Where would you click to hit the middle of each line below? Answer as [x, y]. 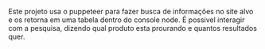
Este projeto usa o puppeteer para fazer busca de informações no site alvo [131, 11]
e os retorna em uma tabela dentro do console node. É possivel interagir [127, 20]
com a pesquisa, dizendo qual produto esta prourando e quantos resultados [132, 28]
